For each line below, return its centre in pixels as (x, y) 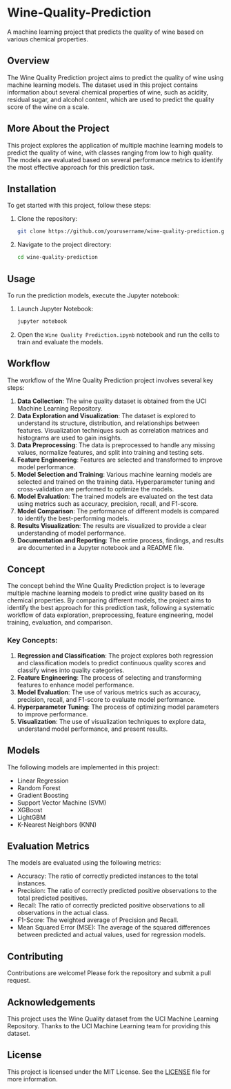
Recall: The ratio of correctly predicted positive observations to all (111, 905)
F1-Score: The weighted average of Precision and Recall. (98, 920)
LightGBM (31, 817)
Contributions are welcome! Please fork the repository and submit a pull (109, 973)
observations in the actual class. (63, 913)
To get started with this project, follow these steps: (79, 206)
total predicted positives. (52, 898)
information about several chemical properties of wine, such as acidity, (108, 92)
